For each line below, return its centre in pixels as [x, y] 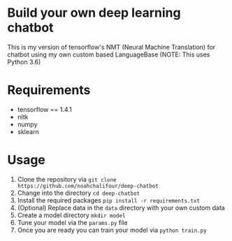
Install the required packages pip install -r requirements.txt [109, 200]
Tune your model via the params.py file [72, 222]
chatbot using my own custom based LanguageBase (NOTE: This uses [109, 54]
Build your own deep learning [94, 13]
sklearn [28, 131]
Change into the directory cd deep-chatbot [79, 193]
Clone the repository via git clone [67, 179]
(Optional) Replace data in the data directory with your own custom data [121, 207]
